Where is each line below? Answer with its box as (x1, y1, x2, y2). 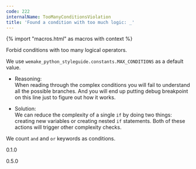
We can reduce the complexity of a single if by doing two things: (14, 111, 173, 118)
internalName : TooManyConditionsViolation (6, 14, 111, 20)
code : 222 (6, 8, 30, 15)
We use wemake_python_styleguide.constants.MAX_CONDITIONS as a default (6, 58, 184, 65)
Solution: (14, 105, 36, 112)
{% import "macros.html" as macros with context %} (6, 36, 133, 43)
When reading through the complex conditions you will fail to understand (14, 82, 190, 89)
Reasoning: (14, 75, 42, 82)
